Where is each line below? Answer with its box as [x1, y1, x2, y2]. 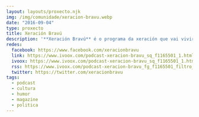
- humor [11, 91, 31, 97]
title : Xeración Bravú [6, 31, 62, 37]
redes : [6, 42, 23, 48]
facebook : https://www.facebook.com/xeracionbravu [11, 47, 139, 53]
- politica [11, 102, 38, 108]
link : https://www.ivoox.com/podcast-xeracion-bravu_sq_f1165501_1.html [11, 53, 195, 58]
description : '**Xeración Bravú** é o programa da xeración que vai [6, 36, 179, 42]
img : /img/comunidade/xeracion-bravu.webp [6, 14, 113, 20]
